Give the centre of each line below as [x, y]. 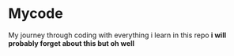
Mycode [36, 14]
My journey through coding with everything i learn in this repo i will [117, 35]
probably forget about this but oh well [71, 43]
